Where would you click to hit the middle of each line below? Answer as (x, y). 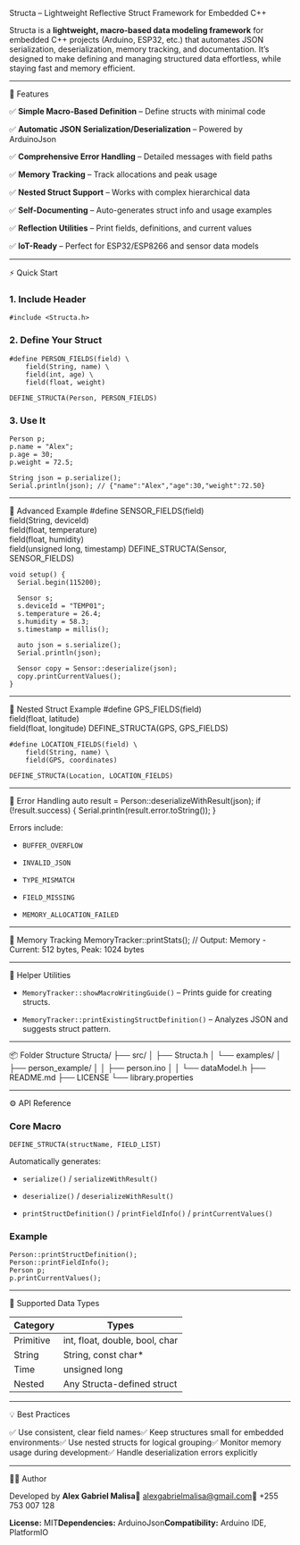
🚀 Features (29, 94)
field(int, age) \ (59, 375)
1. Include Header (48, 299)
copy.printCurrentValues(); (70, 676)
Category (34, 1325)
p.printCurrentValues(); (55, 1279)
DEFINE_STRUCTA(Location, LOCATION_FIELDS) (92, 776)
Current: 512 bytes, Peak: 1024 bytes (77, 949)
